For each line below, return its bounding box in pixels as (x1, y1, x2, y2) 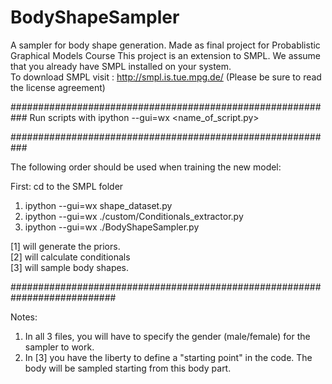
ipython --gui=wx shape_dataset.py (24, 199, 173, 211)
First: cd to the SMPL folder (10, 180, 124, 192)
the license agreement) (10, 81, 106, 93)
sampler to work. (24, 341, 95, 353)
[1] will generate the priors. (10, 240, 121, 252)
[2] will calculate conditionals (10, 251, 131, 263)
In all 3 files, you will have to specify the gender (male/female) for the (24, 330, 311, 342)
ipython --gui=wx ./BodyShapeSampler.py (24, 221, 200, 233)
